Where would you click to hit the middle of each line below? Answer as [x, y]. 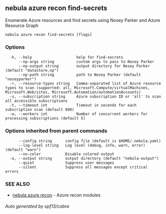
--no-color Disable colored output [66, 154]
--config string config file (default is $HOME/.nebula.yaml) [90, 141]
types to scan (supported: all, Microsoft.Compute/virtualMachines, [78, 88]
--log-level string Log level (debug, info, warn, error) [82, 146]
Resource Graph [22, 25]
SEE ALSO [18, 184]
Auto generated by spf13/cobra [37, 207]
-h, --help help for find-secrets [66, 57]
